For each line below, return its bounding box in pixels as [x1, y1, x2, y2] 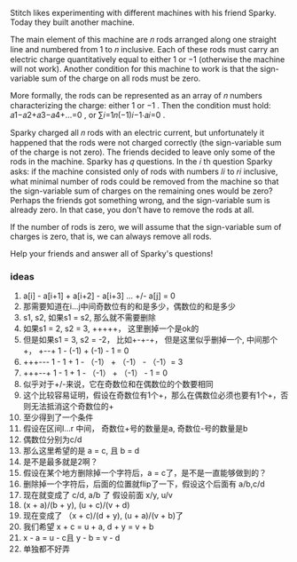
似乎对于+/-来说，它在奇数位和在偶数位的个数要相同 [22, 379, 214, 390]
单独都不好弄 [22, 543, 70, 554]
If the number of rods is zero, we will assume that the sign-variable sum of [10, 222, 282, 232]
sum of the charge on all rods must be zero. [41, 73, 201, 83]
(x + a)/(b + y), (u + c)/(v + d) [22, 500, 130, 511]
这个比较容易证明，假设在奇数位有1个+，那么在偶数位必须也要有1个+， [22, 390, 281, 400]
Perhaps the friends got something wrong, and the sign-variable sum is [10, 195, 271, 205]
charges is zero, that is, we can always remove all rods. [10, 231, 212, 241]
